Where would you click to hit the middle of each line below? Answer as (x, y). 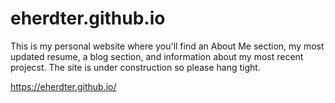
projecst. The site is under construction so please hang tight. (135, 67)
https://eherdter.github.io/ (63, 86)
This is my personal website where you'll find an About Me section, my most (167, 46)
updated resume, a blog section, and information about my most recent (157, 56)
